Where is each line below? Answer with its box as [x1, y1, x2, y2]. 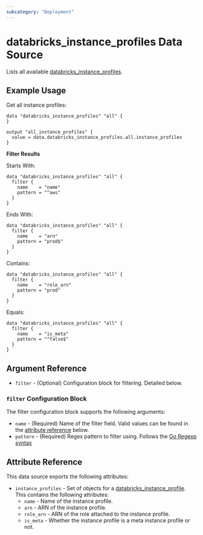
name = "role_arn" [17, 282, 71, 288]
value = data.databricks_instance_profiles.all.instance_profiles [11, 135, 182, 141]
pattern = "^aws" [17, 190, 61, 196]
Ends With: [6, 211, 33, 218]
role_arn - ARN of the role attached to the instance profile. [24, 510, 170, 518]
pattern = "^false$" [17, 336, 69, 342]
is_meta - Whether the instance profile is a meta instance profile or [24, 517, 190, 524]
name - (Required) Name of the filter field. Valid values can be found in [14, 420, 188, 427]
